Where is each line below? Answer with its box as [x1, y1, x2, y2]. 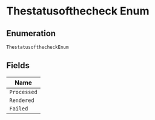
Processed [9, 89, 38, 95]
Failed [9, 105, 28, 112]
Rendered [9, 96, 35, 104]
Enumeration [6, 28, 56, 39]
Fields [6, 60, 30, 71]
